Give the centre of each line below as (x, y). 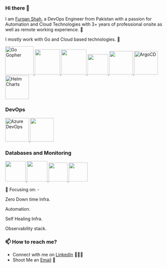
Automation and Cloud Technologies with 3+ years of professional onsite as (84, 24)
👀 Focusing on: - (22, 189)
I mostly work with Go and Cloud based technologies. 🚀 (63, 39)
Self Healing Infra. (24, 219)
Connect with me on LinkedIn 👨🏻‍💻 (48, 255)
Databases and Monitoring (38, 153)
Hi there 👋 (18, 8)
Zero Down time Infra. (28, 199)
